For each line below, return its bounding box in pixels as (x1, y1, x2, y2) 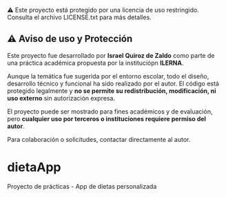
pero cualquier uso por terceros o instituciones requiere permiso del (7, 114, 207, 123)
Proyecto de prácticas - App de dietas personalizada (7, 182, 157, 190)
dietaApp (7, 160, 61, 175)
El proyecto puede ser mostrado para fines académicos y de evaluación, (7, 107, 213, 116)
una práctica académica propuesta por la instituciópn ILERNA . (7, 59, 184, 67)
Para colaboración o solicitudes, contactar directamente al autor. (7, 135, 191, 143)
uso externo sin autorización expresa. (7, 94, 116, 102)
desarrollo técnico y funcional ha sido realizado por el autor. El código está (7, 79, 219, 87)
